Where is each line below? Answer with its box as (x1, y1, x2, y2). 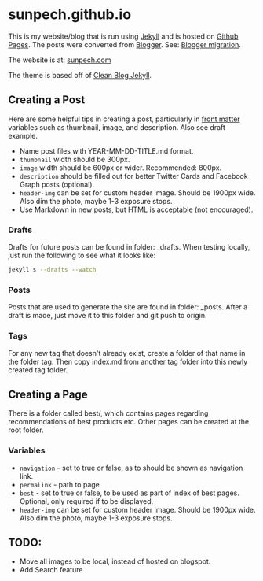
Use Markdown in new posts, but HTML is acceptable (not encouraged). (19, 205, 254, 214)
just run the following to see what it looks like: (8, 250, 156, 261)
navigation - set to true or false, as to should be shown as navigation (19, 463, 243, 472)
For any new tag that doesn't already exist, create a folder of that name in (8, 348, 246, 357)
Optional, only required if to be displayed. (19, 496, 154, 505)
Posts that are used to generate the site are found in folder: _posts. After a (8, 302, 248, 312)
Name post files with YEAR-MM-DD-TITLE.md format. (19, 146, 194, 155)
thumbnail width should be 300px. (19, 154, 130, 164)
